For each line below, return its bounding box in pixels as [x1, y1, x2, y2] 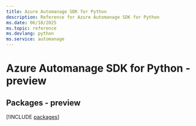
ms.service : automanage [6, 36, 65, 42]
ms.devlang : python [6, 31, 54, 37]
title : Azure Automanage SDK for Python [6, 8, 107, 15]
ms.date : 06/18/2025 [6, 20, 57, 25]
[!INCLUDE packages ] [6, 114, 60, 120]
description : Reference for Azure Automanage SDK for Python [6, 14, 160, 20]
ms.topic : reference [6, 25, 57, 31]
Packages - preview [6, 98, 81, 108]
